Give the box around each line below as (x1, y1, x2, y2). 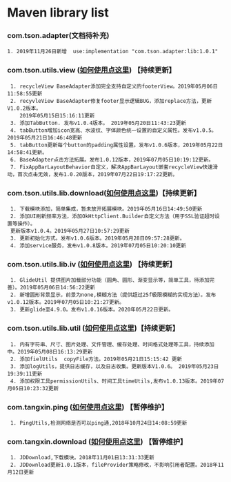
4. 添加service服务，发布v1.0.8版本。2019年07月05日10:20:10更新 (10, 242, 186, 249)
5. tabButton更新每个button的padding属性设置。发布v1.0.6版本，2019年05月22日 (10, 142, 223, 148)
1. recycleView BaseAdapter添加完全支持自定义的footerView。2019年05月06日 (10, 83, 219, 90)
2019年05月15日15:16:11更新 (19, 112, 95, 119)
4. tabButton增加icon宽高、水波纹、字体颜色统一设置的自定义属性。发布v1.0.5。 (10, 126, 217, 134)
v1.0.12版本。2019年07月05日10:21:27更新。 (7, 299, 125, 306)
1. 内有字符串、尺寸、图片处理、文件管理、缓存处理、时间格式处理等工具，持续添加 (10, 340, 215, 348)
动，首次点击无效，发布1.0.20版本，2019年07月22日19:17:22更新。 (7, 171, 178, 177)
